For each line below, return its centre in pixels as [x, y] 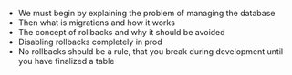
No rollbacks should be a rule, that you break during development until [151, 52]
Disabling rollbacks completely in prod [90, 42]
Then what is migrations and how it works [97, 23]
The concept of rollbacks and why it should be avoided [121, 32]
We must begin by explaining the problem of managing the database [146, 13]
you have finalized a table [66, 61]
